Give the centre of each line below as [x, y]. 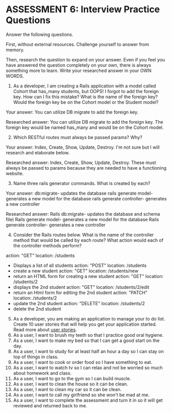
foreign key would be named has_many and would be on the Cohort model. [85, 127]
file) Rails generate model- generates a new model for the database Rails [82, 219]
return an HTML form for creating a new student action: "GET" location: [88, 276]
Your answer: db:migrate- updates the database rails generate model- [79, 193]
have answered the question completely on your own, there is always [79, 65]
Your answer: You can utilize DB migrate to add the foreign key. [72, 112]
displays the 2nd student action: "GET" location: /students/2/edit [81, 287]
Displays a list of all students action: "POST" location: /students [80, 265]
